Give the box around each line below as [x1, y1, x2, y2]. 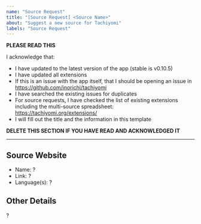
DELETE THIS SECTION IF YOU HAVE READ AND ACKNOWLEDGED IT [6, 127, 181, 134]
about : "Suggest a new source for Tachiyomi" [6, 20, 121, 26]
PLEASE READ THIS [6, 42, 56, 49]
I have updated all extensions [14, 71, 87, 78]
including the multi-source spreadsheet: [14, 103, 114, 111]
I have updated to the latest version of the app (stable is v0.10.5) [14, 65, 173, 72]
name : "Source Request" [6, 8, 66, 15]
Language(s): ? [14, 179, 53, 186]
